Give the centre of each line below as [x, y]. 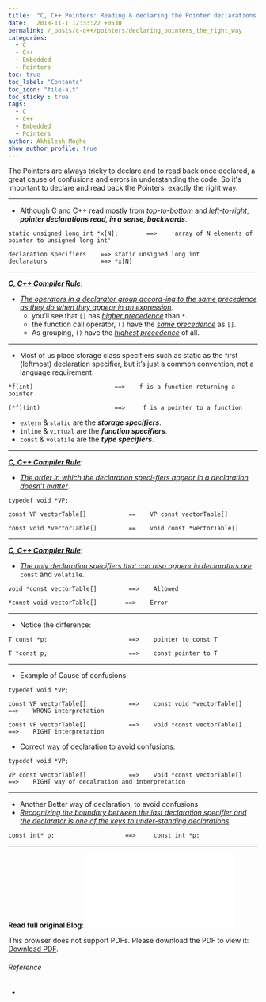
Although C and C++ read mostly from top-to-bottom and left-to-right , [134, 210]
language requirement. [57, 372]
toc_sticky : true [38, 97]
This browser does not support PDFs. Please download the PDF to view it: [129, 941]
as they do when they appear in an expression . [97, 307]
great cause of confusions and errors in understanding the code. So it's [125, 179]
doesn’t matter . [45, 486]
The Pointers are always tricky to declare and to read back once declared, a [132, 171]
